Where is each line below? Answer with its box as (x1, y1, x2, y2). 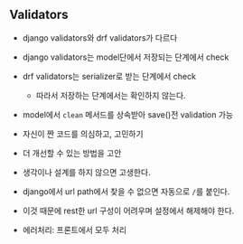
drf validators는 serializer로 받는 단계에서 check (22, 70, 197, 81)
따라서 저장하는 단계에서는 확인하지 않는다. (35, 89, 187, 100)
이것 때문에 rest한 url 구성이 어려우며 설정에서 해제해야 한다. (22, 205, 235, 216)
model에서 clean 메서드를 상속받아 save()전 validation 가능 (22, 108, 233, 120)
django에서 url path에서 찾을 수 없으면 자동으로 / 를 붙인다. (22, 185, 230, 197)
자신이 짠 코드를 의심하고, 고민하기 (22, 128, 144, 139)
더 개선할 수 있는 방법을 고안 (22, 147, 122, 158)
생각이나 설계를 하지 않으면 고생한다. (22, 166, 151, 177)
